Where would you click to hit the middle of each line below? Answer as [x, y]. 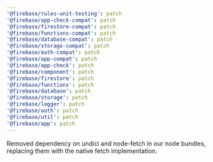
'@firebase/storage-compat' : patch [58, 46]
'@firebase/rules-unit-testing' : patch [64, 14]
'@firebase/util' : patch [42, 117]
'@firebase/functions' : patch [50, 85]
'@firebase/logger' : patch [46, 104]
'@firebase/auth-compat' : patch [53, 53]
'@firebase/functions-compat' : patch [61, 33]
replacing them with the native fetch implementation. [82, 151]
